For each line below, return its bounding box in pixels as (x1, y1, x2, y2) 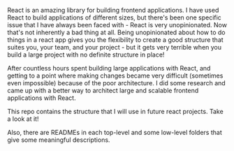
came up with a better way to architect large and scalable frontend (7, 87, 199, 94)
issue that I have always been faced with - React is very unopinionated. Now (7, 21, 227, 29)
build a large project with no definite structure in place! (7, 50, 165, 59)
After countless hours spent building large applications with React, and (7, 64, 211, 72)
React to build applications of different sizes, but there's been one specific (7, 13, 221, 22)
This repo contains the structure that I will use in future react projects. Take (7, 108, 224, 115)
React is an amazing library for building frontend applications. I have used (7, 6, 219, 14)
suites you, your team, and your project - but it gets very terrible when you (7, 43, 222, 51)
